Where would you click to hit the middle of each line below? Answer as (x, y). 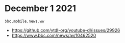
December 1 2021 (40, 8)
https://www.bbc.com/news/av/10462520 (54, 35)
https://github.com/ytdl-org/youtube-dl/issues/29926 (66, 30)
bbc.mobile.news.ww (25, 21)
